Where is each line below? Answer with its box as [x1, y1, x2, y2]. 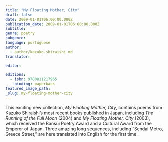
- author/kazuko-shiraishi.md [10, 49, 73, 54]
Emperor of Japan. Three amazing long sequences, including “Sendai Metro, [5, 126, 163, 132]
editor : [5, 63, 22, 68]
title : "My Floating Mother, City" [5, 7, 80, 13]
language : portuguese [5, 40, 51, 45]
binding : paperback [14, 81, 55, 87]
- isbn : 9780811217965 [10, 77, 57, 82]
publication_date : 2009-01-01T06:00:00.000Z [5, 21, 100, 27]
